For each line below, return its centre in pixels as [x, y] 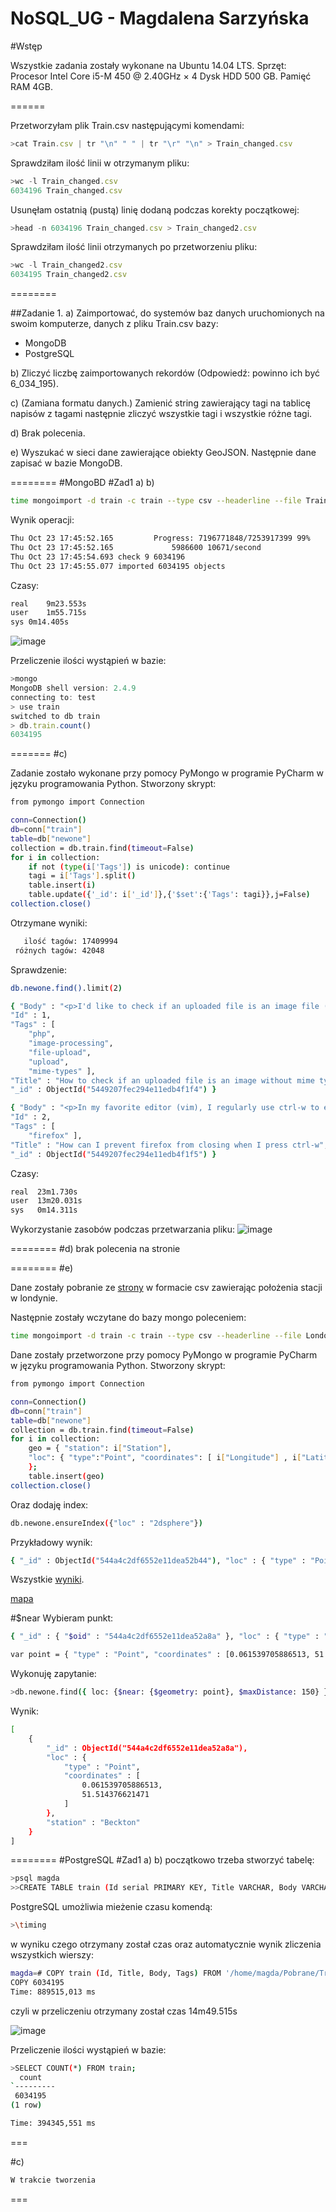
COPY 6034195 [37, 1982]
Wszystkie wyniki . [47, 1579]
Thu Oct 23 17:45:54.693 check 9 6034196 [98, 557]
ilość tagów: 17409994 [70, 941]
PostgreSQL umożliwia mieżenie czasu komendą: [111, 1907]
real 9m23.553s [48, 603]
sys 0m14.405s [40, 622]
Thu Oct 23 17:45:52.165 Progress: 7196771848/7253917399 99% [160, 538]
